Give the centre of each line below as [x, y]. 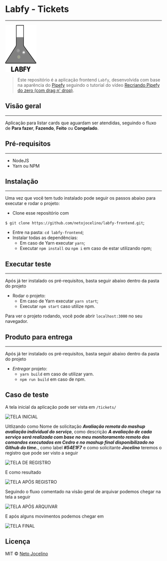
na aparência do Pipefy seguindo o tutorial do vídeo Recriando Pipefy [88, 85]
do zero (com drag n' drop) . [46, 90]
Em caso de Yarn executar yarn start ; [59, 301]
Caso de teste [27, 395]
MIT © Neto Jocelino [27, 554]
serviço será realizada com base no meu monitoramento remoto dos [78, 437]
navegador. [17, 321]
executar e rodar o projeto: [33, 204]
